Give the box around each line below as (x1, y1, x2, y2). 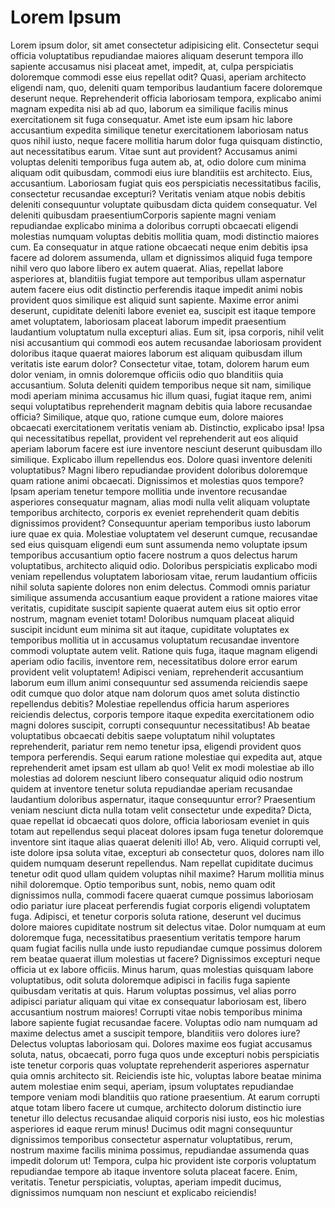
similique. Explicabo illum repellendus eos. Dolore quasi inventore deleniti (10, 453, 313, 465)
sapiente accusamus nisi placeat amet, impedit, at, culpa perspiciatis (10, 60, 294, 72)
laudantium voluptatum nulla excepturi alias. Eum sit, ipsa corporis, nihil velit (10, 326, 325, 338)
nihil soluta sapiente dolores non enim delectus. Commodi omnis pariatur (10, 581, 311, 593)
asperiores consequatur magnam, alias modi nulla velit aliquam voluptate (10, 496, 311, 508)
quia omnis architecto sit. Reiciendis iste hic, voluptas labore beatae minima (10, 1069, 322, 1081)
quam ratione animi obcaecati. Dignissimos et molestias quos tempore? (10, 474, 305, 486)
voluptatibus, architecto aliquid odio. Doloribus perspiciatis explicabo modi (10, 559, 318, 571)
